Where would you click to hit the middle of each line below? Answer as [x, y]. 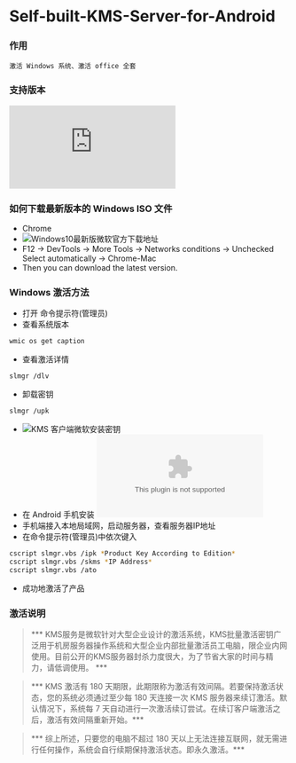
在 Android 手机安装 [58, 515]
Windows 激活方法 [50, 292]
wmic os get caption [47, 342]
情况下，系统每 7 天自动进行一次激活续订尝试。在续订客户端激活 [156, 708]
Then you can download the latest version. [100, 268]
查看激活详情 [45, 359]
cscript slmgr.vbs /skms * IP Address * [81, 562]
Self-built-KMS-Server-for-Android [143, 16]
